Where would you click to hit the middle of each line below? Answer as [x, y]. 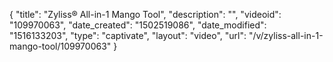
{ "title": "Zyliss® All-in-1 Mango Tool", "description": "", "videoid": [145, 14]
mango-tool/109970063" [60, 46]
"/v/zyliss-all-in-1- [286, 35]
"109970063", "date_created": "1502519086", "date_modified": [138, 25]
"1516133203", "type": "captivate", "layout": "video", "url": [128, 35]
